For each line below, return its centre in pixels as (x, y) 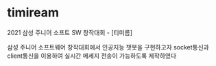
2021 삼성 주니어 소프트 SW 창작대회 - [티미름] (70, 32)
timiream (33, 13)
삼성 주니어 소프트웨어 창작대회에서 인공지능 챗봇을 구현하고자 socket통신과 (108, 47)
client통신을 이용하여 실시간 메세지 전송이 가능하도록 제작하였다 (92, 56)
